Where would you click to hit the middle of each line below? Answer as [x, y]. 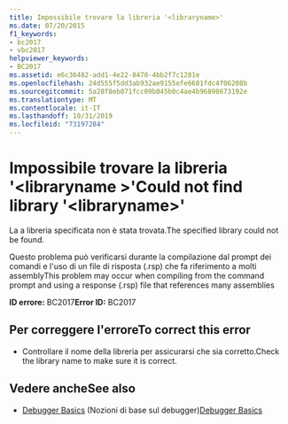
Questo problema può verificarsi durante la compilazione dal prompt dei [140, 257]
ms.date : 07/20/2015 [47, 26]
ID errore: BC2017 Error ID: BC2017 [73, 302]
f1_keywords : [33, 34]
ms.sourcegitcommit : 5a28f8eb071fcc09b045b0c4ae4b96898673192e [128, 91]
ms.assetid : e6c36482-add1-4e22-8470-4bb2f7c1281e [105, 75]
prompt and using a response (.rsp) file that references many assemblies [142, 285]
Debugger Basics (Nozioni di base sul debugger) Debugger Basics [142, 410]
